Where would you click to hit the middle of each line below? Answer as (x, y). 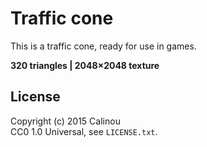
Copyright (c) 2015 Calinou (65, 121)
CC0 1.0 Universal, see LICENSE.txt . (84, 131)
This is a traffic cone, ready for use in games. (103, 46)
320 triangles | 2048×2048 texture (85, 65)
